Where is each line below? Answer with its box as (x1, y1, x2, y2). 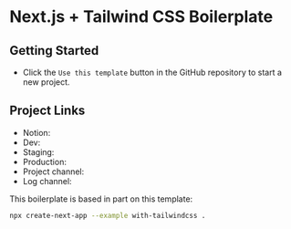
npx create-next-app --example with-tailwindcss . (9, 211, 206, 220)
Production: (22, 156, 67, 167)
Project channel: (22, 166, 85, 177)
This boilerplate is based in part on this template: (9, 193, 193, 204)
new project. (22, 77, 70, 88)
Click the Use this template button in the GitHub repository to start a (22, 67, 283, 78)
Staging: (22, 146, 55, 157)
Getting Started (9, 43, 99, 58)
